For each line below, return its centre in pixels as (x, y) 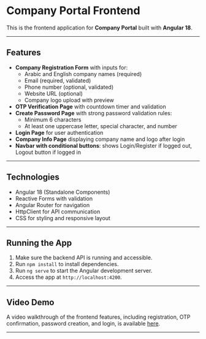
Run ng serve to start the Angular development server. (84, 271)
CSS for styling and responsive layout (63, 218)
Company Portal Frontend (73, 11)
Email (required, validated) (58, 80)
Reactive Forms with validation (54, 198)
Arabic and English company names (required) (83, 74)
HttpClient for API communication (58, 211)
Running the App (39, 243)
